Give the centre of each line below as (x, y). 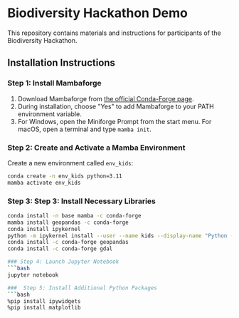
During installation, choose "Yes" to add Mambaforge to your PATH (116, 106)
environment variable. (49, 114)
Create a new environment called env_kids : (70, 163)
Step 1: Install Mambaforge (54, 83)
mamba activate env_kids (44, 183)
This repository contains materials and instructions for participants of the (115, 33)
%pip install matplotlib (44, 308)
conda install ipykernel (44, 229)
